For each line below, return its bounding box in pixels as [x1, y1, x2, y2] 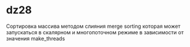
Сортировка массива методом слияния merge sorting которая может [6, 23, 181, 30]
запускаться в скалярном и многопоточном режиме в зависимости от [6, 28, 184, 35]
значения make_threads [6, 35, 65, 42]
